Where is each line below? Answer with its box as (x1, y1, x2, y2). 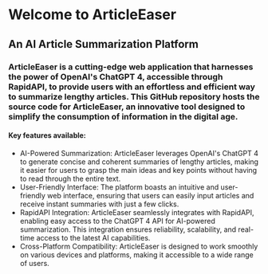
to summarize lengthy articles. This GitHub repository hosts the (8, 91, 260, 102)
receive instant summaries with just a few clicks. (19, 199, 179, 209)
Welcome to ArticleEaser (8, 6, 177, 24)
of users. (19, 258, 49, 268)
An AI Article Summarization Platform (8, 37, 199, 51)
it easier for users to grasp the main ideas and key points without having (19, 165, 258, 174)
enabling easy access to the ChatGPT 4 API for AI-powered (19, 216, 215, 225)
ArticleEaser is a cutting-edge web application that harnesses (8, 61, 254, 72)
